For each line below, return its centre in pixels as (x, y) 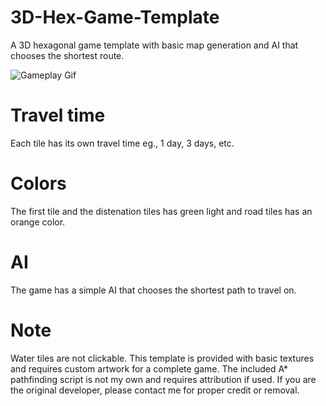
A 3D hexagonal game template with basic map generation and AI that (154, 45)
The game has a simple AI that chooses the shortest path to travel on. (153, 290)
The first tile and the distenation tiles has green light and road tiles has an (161, 211)
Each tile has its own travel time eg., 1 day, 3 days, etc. (122, 143)
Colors (38, 183)
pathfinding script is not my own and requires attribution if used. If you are (163, 379)
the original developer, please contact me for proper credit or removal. (155, 390)
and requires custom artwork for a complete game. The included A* (149, 368)
